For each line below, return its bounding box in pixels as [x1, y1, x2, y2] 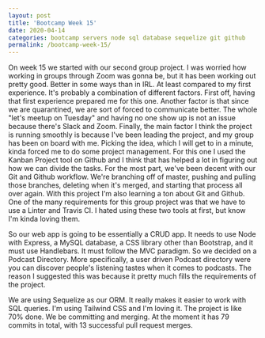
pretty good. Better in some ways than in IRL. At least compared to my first [8, 80, 252, 89]
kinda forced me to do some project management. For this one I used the [8, 147, 246, 157]
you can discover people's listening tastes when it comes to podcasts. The [8, 263, 252, 273]
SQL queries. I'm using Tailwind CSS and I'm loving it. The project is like [8, 304, 243, 313]
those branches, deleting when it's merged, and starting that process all [8, 180, 243, 190]
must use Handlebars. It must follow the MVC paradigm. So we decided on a [8, 246, 257, 256]
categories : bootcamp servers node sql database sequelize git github [8, 33, 246, 42]
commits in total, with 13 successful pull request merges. [8, 321, 194, 330]
